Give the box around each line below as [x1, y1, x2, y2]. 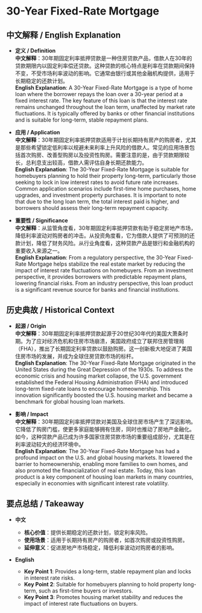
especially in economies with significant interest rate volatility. [14, 479, 169, 487]
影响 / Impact [14, 410, 49, 418]
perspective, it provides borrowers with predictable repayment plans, [14, 274, 187, 280]
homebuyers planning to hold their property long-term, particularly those [14, 172, 197, 179]
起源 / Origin [14, 322, 46, 329]
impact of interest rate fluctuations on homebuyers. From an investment [14, 267, 194, 274]
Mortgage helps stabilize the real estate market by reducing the [28, 260, 186, 267]
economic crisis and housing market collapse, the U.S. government [14, 372, 182, 379]
